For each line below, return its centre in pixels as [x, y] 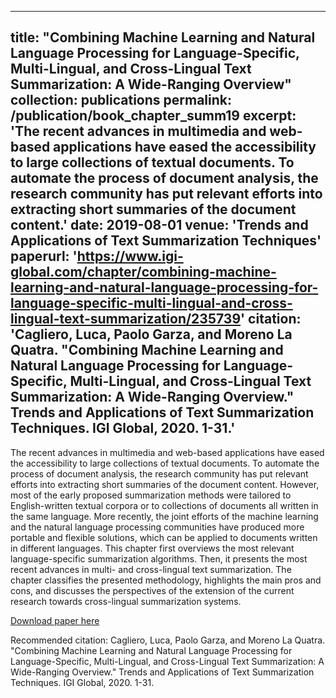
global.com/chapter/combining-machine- [143, 272]
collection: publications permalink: [121, 100]
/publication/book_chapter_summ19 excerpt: [153, 116]
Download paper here [55, 620]
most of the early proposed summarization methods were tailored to [151, 495]
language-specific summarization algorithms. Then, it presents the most [159, 558]
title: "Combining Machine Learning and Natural [163, 37]
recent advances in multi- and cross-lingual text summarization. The [151, 569]
